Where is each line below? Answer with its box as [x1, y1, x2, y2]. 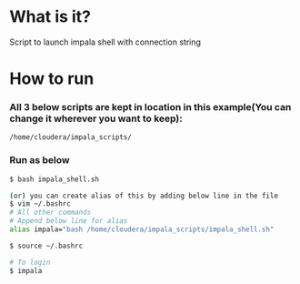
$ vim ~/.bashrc [9, 199, 71, 208]
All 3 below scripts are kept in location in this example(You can [9, 101, 292, 114]
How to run [9, 68, 95, 89]
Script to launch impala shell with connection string [9, 36, 202, 47]
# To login [9, 258, 51, 267]
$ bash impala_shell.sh [9, 175, 100, 184]
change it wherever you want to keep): [9, 112, 184, 125]
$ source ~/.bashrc [9, 241, 84, 250]
